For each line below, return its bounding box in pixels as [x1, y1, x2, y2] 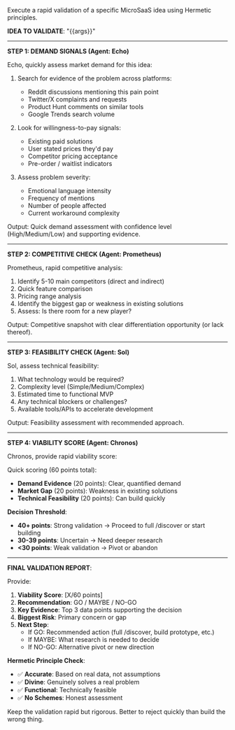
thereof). [7, 328, 33, 336]
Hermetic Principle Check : [7, 657, 85, 664]
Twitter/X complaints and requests [27, 95, 127, 104]
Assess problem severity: [17, 173, 91, 181]
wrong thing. [7, 715, 44, 723]
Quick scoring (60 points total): [7, 465, 97, 474]
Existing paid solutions [27, 137, 93, 146]
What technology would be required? [17, 375, 124, 384]
